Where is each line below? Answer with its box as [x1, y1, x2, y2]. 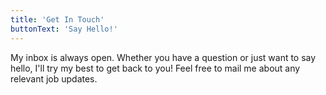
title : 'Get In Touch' [10, 14, 105, 25]
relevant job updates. [10, 72, 98, 85]
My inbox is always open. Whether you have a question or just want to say [10, 51, 317, 63]
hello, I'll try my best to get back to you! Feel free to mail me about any [10, 62, 301, 74]
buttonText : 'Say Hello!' [10, 24, 118, 34]
